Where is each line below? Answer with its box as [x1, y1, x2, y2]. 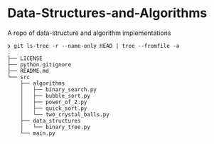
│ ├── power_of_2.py [20, 98, 87, 106]
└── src [7, 73, 31, 81]
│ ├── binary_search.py [20, 86, 97, 93]
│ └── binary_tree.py [20, 123, 91, 130]
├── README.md [7, 67, 50, 74]
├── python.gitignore [7, 61, 72, 68]
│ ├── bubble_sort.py [20, 92, 91, 99]
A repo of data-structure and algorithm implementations [7, 29, 171, 37]
